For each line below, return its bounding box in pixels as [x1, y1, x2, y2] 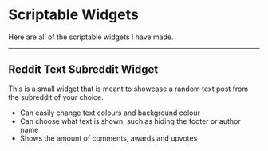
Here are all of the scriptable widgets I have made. [8, 32, 174, 42]
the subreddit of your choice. [8, 92, 104, 101]
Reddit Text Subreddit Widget [8, 62, 159, 77]
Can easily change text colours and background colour [19, 108, 201, 117]
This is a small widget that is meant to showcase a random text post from [8, 84, 249, 93]
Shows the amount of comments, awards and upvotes [19, 133, 198, 143]
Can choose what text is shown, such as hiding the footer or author [19, 116, 241, 125]
